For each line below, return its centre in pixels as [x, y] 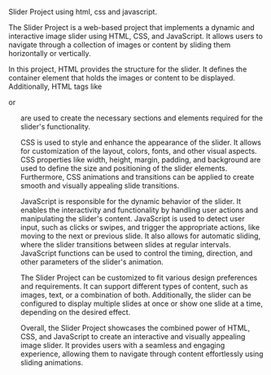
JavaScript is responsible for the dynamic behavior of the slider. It [131, 201]
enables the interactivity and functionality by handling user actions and [139, 210]
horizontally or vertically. [50, 53]
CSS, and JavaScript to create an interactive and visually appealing [133, 336]
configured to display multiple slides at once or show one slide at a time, [141, 303]
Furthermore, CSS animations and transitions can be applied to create [137, 177]
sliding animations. [52, 362]
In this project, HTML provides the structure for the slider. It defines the [128, 69]
